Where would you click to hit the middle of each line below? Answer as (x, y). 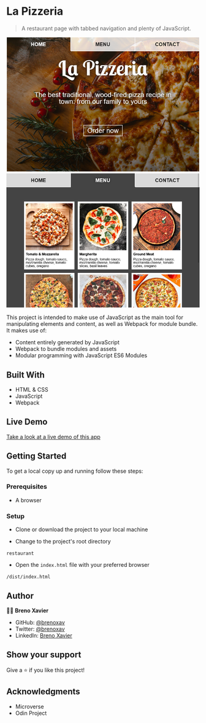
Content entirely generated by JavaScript (67, 342)
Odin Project (31, 713)
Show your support (44, 655)
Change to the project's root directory (63, 542)
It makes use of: (27, 331)
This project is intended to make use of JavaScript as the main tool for (95, 317)
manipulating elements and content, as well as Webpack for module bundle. (102, 324)
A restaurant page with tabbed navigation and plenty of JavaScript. (106, 28)
